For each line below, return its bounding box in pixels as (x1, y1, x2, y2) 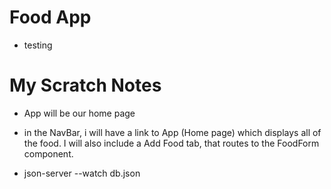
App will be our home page (23, 107, 136, 119)
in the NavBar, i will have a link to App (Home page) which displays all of (23, 126, 322, 138)
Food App (9, 6, 92, 29)
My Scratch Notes (9, 74, 162, 97)
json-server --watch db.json (23, 167, 141, 179)
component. (23, 147, 74, 160)
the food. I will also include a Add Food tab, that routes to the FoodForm (23, 137, 320, 149)
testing (23, 39, 53, 51)
